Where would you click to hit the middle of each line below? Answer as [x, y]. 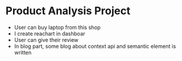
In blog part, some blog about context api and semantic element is [95, 46]
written [23, 52]
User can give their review [46, 40]
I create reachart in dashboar [50, 33]
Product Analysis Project [68, 11]
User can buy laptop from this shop [58, 27]
